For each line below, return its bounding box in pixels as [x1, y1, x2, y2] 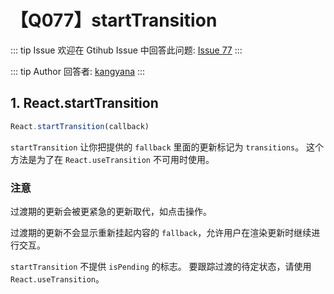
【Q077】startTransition [10, 9, 218, 32]
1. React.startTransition [10, 95, 159, 112]
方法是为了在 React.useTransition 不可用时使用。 [10, 153, 215, 165]
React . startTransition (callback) [10, 121, 150, 131]
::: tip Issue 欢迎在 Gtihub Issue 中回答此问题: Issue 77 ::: [10, 44, 243, 56]
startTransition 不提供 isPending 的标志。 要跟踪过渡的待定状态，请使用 [10, 260, 312, 272]
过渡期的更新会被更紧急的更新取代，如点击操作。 [10, 205, 212, 217]
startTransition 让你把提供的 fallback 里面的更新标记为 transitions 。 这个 [10, 141, 325, 153]
